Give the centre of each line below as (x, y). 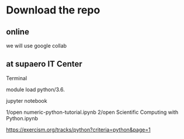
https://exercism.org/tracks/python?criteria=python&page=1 (78, 130)
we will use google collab (37, 46)
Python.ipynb (22, 118)
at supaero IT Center (44, 64)
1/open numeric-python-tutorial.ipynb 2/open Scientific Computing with (92, 112)
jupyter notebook (27, 100)
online (18, 32)
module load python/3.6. (36, 89)
